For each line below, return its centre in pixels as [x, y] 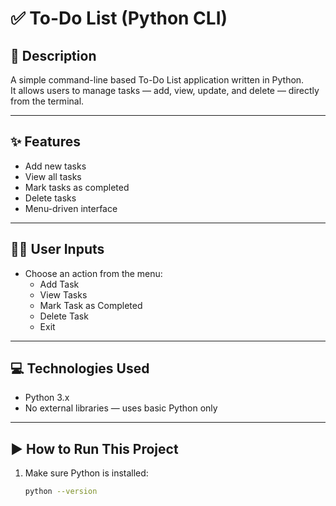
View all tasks [53, 176]
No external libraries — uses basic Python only [121, 408]
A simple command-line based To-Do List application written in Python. [157, 80]
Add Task [59, 284]
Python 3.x [47, 398]
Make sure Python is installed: [86, 473]
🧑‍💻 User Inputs [57, 249]
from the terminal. [47, 101]
